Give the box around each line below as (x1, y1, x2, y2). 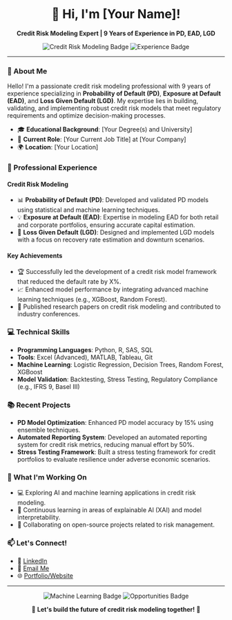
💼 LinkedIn (17, 556, 48, 565)
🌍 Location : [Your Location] (17, 143, 99, 152)
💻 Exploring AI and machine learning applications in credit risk (17, 489, 196, 497)
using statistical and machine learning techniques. (17, 206, 160, 214)
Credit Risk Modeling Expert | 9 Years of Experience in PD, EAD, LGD (17, 29, 215, 37)
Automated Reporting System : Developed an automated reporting (17, 433, 207, 441)
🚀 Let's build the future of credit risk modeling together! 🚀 (31, 605, 201, 613)
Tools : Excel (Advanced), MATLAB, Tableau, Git (17, 353, 153, 361)
